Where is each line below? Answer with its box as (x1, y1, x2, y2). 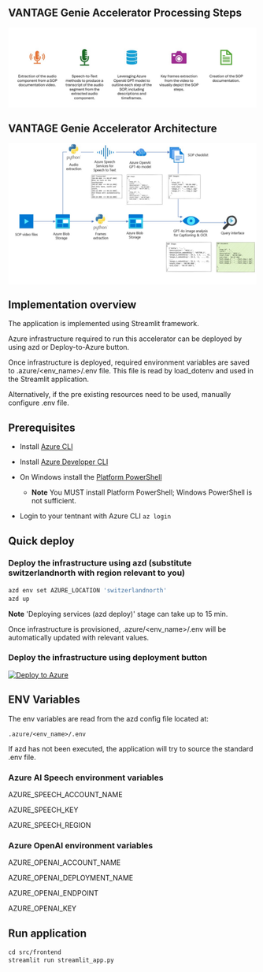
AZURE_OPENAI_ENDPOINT (8, 889, 99, 898)
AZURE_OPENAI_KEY (8, 903, 77, 913)
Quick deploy (8, 534, 75, 547)
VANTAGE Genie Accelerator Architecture (8, 121, 218, 135)
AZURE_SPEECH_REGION (8, 820, 91, 829)
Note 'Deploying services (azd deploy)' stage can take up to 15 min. (8, 609, 228, 618)
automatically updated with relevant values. (8, 633, 150, 642)
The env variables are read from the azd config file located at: (8, 714, 209, 723)
